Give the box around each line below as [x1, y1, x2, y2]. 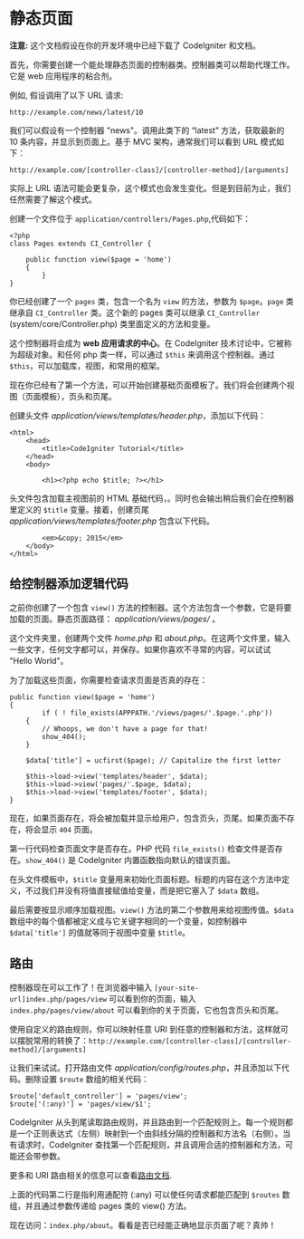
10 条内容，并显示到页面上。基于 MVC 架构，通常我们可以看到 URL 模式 [9, 136, 277, 147]
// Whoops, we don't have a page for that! [42, 724, 208, 734]
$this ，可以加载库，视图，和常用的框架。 [9, 360, 165, 371]
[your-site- [153, 984, 199, 993]
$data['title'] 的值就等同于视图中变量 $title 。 [9, 927, 191, 937]
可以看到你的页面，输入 [108, 993, 196, 1004]
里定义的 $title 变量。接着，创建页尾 [9, 504, 149, 514]
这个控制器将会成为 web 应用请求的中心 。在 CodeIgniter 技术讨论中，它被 [9, 337, 285, 349]
